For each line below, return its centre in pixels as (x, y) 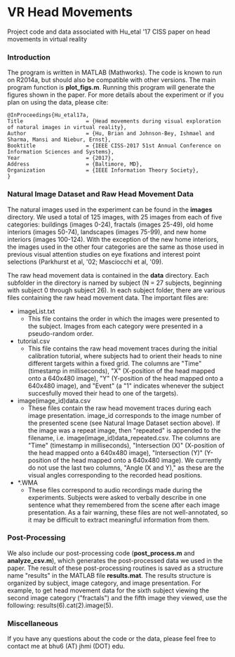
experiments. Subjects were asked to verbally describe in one (117, 497)
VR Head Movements (70, 12)
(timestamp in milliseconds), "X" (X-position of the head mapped (121, 371)
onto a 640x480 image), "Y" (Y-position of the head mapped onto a (126, 378)
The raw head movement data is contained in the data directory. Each (108, 275)
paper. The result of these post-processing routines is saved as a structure (115, 568)
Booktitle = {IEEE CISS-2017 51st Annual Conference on (114, 146)
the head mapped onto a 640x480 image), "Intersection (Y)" (115, 452)
